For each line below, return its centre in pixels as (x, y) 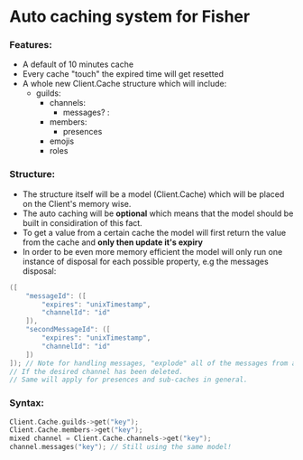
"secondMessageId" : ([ (68, 330)
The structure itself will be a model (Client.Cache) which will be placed (153, 194)
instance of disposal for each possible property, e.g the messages (145, 261)
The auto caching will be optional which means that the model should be (158, 213)
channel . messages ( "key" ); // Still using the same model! (120, 447)
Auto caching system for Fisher (130, 17)
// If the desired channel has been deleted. (96, 371)
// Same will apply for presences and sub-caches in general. (129, 380)
